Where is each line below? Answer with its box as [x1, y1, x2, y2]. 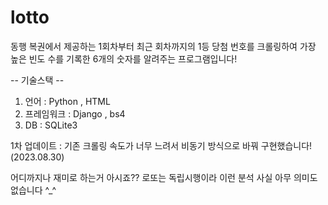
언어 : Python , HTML [24, 95, 111, 107]
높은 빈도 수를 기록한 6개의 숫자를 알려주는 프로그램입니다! [10, 52, 238, 65]
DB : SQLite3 [24, 119, 78, 131]
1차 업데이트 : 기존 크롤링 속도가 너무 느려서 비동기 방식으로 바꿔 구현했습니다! [10, 139, 313, 151]
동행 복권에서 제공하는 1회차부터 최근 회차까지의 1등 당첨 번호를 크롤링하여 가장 [10, 40, 317, 52]
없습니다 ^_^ [10, 184, 57, 196]
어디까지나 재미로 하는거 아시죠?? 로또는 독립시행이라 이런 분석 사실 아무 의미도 [10, 171, 318, 183]
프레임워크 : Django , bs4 [24, 107, 126, 120]
